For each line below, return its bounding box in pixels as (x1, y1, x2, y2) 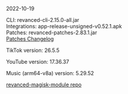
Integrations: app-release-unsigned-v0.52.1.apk (6, 23, 122, 30)
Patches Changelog (6, 35, 54, 42)
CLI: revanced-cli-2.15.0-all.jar (6, 17, 80, 23)
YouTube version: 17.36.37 (6, 59, 70, 65)
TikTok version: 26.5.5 (6, 47, 60, 54)
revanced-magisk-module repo (6, 81, 82, 88)
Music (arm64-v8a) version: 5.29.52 (6, 70, 94, 76)
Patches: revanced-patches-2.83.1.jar (6, 29, 97, 36)
